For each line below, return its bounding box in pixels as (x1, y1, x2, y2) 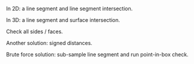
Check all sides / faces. (6, 28, 63, 35)
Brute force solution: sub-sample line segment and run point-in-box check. (6, 51, 189, 58)
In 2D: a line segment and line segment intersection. (6, 5, 133, 12)
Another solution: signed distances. (6, 40, 93, 46)
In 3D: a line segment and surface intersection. (6, 17, 120, 23)
